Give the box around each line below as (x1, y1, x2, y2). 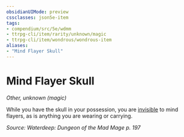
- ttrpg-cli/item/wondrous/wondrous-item (6, 37, 112, 43)
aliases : (6, 43, 28, 49)
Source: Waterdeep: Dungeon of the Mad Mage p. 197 (6, 124, 141, 131)
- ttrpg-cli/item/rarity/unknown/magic (6, 31, 107, 37)
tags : (6, 20, 20, 26)
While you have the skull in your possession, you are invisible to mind (6, 106, 179, 113)
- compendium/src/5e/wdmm (6, 25, 71, 32)
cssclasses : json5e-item (6, 14, 69, 21)
